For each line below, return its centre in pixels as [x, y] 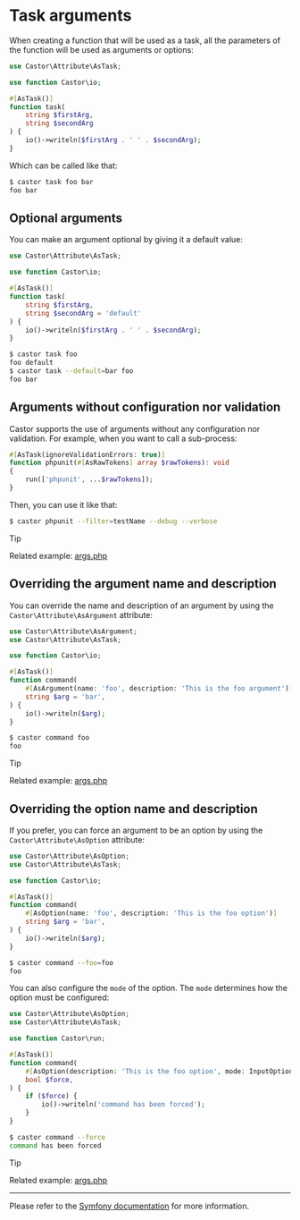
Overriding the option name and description [134, 809]
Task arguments [71, 16]
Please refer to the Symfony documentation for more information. [129, 1206]
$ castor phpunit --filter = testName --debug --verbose [113, 521]
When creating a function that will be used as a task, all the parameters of [145, 40]
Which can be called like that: [63, 165]
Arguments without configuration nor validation [145, 407]
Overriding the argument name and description [143, 584]
